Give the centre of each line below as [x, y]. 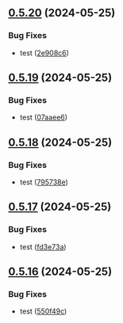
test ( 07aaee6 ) [44, 117]
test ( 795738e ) [44, 182]
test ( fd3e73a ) [43, 247]
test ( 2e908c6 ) [44, 53]
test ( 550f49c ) [43, 311]
